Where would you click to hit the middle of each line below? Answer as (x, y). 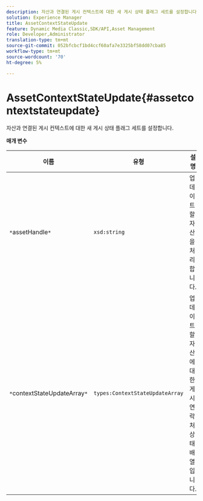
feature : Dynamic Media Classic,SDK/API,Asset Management (81, 29)
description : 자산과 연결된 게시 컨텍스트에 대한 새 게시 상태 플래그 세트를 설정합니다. (103, 12)
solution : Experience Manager (44, 18)
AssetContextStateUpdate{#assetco (100, 98)
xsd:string (109, 232)
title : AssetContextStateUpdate (47, 23)
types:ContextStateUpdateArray (138, 393)
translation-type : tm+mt (37, 40)
